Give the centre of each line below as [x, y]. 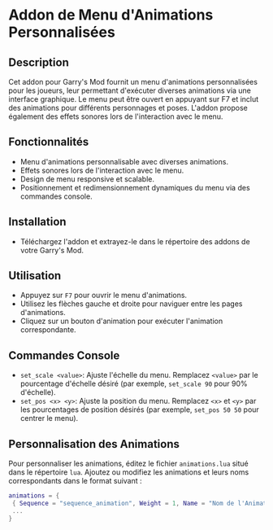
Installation [37, 222]
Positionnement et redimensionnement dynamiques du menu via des [135, 187]
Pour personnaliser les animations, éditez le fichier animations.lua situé [129, 464]
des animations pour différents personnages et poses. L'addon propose [128, 108]
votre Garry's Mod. [52, 250]
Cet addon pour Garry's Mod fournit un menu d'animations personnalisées [133, 82]
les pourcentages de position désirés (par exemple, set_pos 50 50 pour [140, 410]
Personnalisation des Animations [94, 444]
